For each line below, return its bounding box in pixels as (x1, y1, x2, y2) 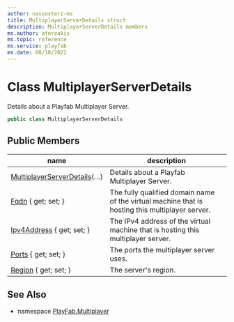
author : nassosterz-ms (7, 10, 73, 17)
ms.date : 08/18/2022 (7, 49, 68, 56)
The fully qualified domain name (109, 187, 215, 197)
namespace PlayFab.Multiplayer (17, 307, 109, 316)
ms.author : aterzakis (7, 29, 70, 37)
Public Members (7, 135, 80, 147)
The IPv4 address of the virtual (109, 216, 211, 226)
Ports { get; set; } (10, 249, 66, 259)
